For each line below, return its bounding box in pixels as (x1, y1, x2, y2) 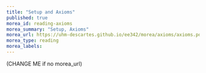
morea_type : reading (6, 37, 59, 44)
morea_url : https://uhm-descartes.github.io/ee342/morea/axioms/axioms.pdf (6, 32, 204, 38)
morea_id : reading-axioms (6, 20, 72, 26)
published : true (6, 15, 48, 21)
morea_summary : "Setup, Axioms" (6, 26, 89, 33)
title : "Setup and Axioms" (6, 9, 75, 15)
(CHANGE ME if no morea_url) (6, 60, 83, 67)
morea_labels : (6, 44, 43, 50)
